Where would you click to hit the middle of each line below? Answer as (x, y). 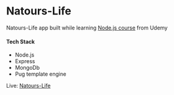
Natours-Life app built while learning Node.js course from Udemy (87, 28)
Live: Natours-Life (28, 86)
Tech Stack (20, 41)
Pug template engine (40, 74)
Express (25, 61)
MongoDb (27, 68)
